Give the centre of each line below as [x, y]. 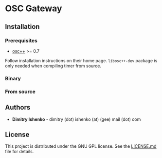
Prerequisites [21, 41]
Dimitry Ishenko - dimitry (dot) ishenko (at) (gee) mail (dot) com [76, 119]
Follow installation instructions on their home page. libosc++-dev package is [81, 60]
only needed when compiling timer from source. [53, 66]
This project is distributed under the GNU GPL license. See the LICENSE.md [81, 146]
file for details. [19, 152]
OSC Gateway [34, 9]
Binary [13, 78]
